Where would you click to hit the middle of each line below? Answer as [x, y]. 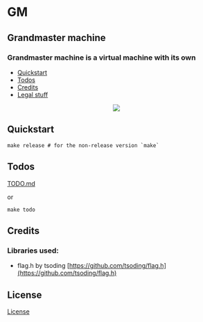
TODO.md [21, 183]
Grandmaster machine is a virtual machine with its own [101, 58]
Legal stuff [33, 94]
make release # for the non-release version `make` [83, 145]
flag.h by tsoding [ [43, 266]
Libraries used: [33, 251]
